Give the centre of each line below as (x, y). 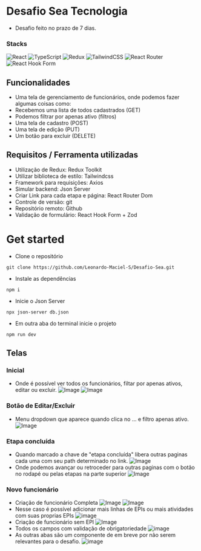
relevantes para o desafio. (48, 541)
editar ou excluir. (36, 390)
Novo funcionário (32, 489)
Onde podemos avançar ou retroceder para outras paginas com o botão (105, 467)
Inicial (15, 371)
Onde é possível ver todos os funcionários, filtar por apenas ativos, (99, 383)
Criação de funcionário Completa (56, 503)
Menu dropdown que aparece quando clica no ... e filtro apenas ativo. (102, 419)
